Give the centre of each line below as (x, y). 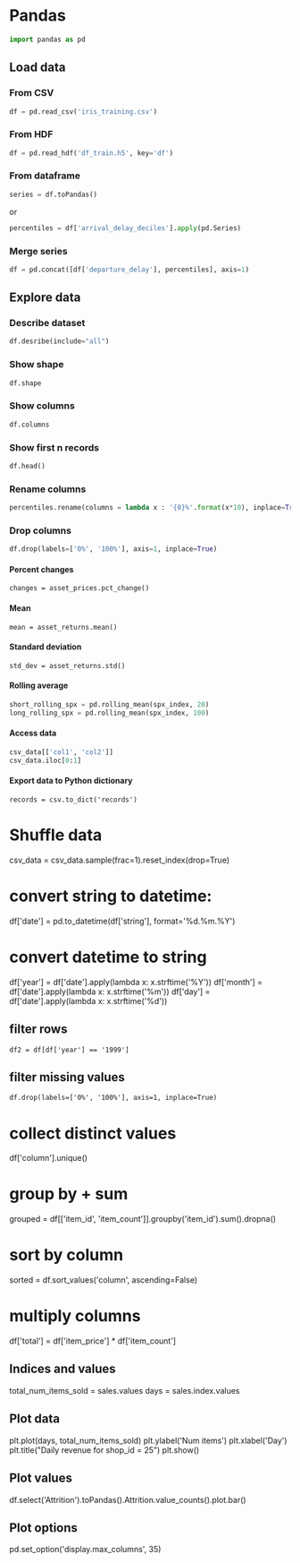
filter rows (38, 1030)
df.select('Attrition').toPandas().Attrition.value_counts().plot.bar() (128, 1499)
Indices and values (62, 1369)
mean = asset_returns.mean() (63, 627)
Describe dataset (47, 323)
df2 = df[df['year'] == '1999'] (69, 1050)
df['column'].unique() (48, 1158)
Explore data (45, 298)
